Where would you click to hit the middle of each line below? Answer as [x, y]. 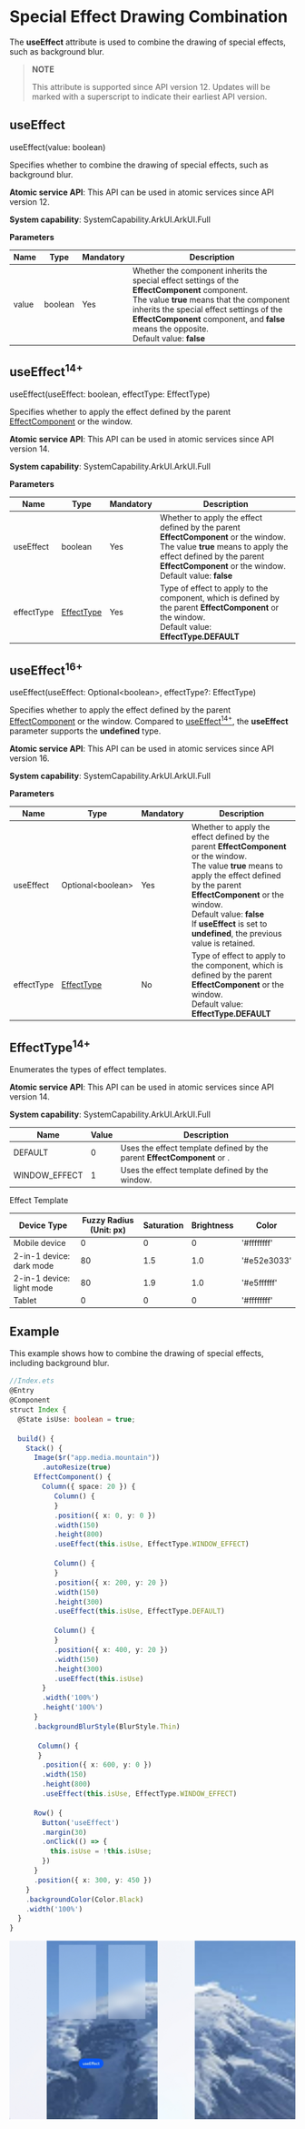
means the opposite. [170, 329]
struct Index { [38, 1410]
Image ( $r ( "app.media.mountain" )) [97, 1458]
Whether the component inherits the [200, 270]
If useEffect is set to [229, 923]
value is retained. [223, 943]
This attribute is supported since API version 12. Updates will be [151, 86]
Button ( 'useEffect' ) [81, 1822]
